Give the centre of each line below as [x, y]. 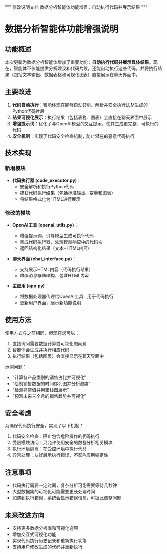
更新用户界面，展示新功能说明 [50, 302]
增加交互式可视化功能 [34, 534]
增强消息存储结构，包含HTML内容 [54, 275]
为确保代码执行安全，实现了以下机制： [44, 426]
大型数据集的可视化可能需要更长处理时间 [54, 492]
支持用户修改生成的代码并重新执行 [47, 547]
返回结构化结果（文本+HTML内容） [56, 248]
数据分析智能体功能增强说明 [62, 29]
